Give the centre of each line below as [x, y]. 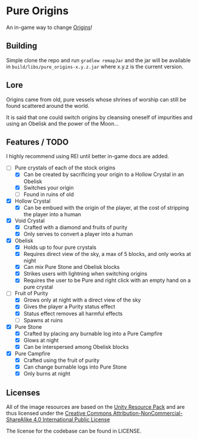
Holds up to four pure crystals [60, 247]
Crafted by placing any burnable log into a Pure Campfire [93, 334]
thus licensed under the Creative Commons [59, 413]
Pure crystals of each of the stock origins [65, 168]
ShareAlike [19, 419]
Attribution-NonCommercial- [148, 413]
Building [22, 46]
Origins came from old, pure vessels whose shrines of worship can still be [96, 100]
